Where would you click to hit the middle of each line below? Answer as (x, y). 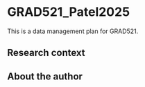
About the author (45, 76)
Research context (46, 53)
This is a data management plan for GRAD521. (73, 31)
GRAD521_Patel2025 (69, 12)
